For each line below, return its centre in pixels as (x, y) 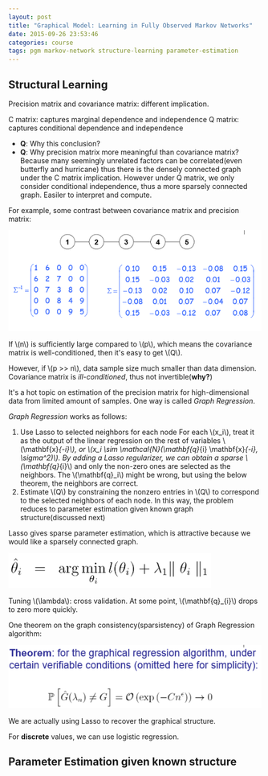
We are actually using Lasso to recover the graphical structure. (112, 721)
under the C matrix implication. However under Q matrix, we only (127, 178)
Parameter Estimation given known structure (122, 762)
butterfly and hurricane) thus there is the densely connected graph (130, 169)
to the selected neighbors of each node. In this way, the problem (127, 501)
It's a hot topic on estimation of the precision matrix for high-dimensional (129, 392)
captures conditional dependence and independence (96, 128)
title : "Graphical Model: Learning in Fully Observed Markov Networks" (130, 25)
